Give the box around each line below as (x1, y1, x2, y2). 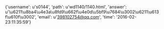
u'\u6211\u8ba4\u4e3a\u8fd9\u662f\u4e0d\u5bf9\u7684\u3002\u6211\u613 (5, 9, 159, 15)
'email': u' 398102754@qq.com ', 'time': (37, 14, 115, 19)
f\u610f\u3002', (5, 14, 37, 19)
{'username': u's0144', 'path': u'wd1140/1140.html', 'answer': (5, 4, 127, 10)
